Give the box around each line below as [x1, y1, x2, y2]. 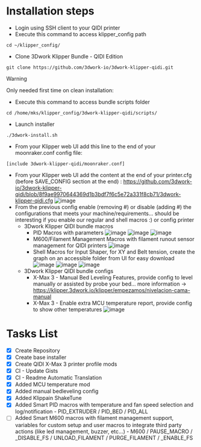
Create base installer [14, 354, 67, 361]
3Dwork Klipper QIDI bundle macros [23, 222, 114, 230]
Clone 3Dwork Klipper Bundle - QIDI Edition [14, 52, 123, 60]
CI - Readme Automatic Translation [14, 374, 102, 381]
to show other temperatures [32, 305, 102, 313]
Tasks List [6, 327, 58, 341]
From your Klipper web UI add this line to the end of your [14, 143, 156, 150]
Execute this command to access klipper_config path [14, 30, 146, 37]
